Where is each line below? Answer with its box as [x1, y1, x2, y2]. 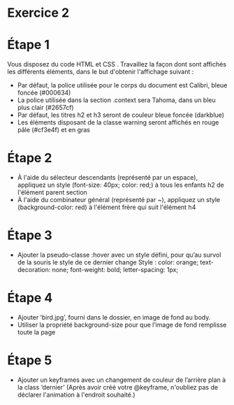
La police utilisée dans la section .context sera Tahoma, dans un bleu [17, 96, 216, 104]
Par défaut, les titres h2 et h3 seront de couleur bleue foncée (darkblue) [17, 111, 225, 120]
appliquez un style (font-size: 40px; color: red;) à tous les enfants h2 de [17, 180, 225, 190]
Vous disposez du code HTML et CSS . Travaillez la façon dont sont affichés [7, 60, 227, 69]
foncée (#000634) [17, 89, 71, 97]
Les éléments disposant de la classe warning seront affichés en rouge [17, 118, 219, 127]
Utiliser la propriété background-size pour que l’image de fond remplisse [17, 320, 227, 329]
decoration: [17, 266, 51, 273]
